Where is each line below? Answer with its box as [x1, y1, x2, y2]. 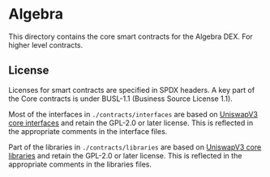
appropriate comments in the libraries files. [8, 159, 152, 169]
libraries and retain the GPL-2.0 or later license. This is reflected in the [8, 150, 242, 160]
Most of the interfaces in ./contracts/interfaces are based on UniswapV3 [8, 109, 258, 119]
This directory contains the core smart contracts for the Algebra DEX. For [8, 32, 253, 41]
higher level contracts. [8, 40, 84, 49]
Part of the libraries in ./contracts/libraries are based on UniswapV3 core [8, 142, 262, 152]
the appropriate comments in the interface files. [8, 126, 168, 136]
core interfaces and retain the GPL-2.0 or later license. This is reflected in [8, 118, 254, 128]
